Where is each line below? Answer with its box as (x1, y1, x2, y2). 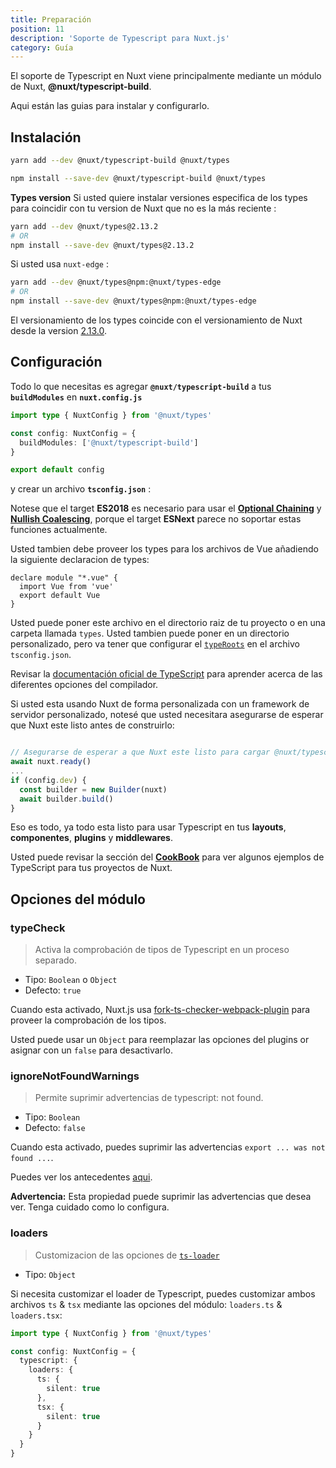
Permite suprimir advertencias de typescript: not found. (34, 1092, 264, 1104)
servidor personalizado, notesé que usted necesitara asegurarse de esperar (10, 709, 324, 721)
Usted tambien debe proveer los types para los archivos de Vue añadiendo (10, 543, 319, 555)
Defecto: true (24, 984, 82, 996)
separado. (34, 954, 78, 966)
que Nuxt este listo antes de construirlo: (10, 719, 175, 731)
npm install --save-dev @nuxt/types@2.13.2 (10, 240, 195, 250)
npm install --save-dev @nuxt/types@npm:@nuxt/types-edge (10, 296, 257, 306)
